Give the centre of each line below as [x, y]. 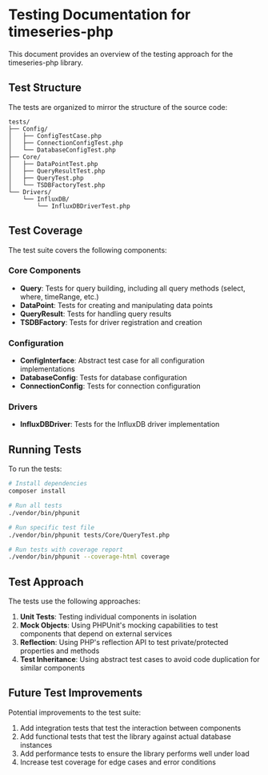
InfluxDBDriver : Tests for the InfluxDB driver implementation [120, 424]
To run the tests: [35, 469]
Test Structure [45, 88]
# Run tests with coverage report [66, 550]
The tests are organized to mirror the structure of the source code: [118, 107]
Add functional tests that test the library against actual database [126, 736]
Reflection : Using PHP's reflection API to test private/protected [124, 643]
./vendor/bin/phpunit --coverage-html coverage [89, 557]
